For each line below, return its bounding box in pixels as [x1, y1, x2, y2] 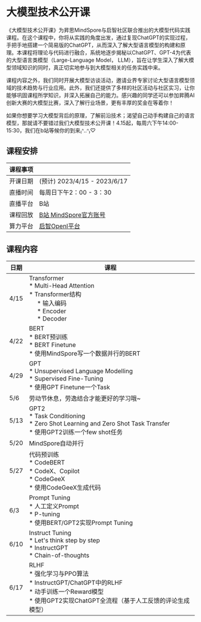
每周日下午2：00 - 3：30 [39, 188, 112, 197]
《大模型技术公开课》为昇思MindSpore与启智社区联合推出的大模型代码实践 [6, 26, 191, 34]
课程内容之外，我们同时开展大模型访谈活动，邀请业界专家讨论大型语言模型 [6, 76, 190, 84]
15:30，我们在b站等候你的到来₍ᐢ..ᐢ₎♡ [6, 126, 96, 134]
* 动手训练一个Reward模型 [29, 587, 104, 596]
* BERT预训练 [29, 333, 68, 341]
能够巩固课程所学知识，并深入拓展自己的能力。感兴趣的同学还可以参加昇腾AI [6, 91, 195, 99]
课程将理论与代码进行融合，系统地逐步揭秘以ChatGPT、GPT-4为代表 [22, 49, 191, 56]
